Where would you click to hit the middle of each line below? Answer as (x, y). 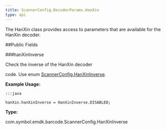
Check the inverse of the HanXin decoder (49, 64)
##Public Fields (22, 44)
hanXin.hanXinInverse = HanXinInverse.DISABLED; (58, 102)
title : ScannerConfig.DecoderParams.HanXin (52, 10)
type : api (16, 15)
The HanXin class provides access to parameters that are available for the (83, 29)
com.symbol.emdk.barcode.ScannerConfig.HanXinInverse (67, 122)
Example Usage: (23, 84)
